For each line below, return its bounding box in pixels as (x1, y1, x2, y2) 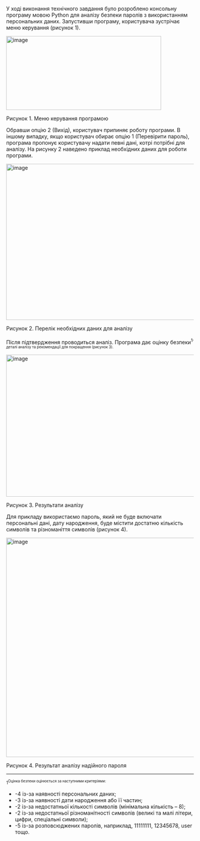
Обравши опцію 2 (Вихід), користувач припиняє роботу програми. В (6, 127, 180, 133)
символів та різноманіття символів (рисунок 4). (6, 525, 128, 533)
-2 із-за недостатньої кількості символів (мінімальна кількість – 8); (14, 803, 186, 811)
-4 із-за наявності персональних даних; (14, 790, 117, 797)
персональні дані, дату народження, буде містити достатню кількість (6, 519, 183, 527)
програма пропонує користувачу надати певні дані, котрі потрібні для (6, 139, 185, 146)
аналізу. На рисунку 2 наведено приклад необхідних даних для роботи (6, 146, 187, 152)
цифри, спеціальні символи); (14, 816, 88, 823)
